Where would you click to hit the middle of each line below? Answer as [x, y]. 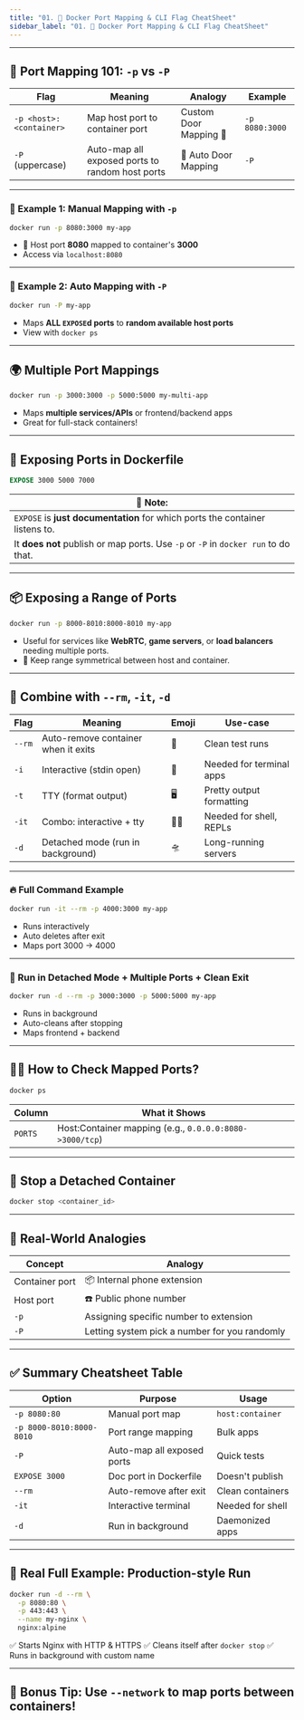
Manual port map [144, 1414]
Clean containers [253, 1491]
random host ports [126, 172]
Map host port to [123, 118]
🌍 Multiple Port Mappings [85, 371]
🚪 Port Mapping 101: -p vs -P [90, 71]
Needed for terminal [247, 764]
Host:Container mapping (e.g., [121, 1128]
